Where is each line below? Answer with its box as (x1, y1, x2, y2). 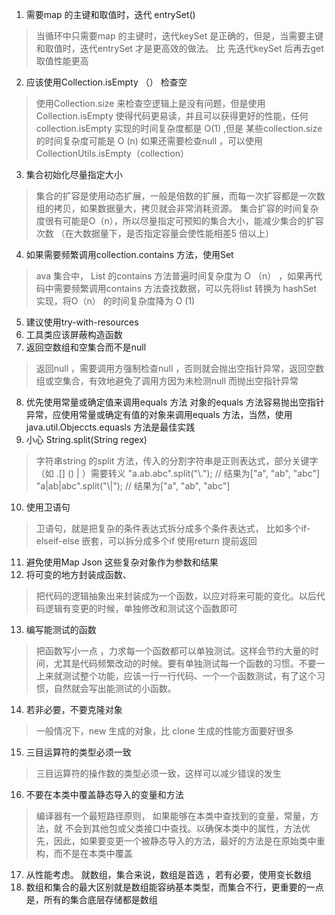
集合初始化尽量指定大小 (25, 169, 123, 180)
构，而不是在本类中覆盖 (35, 848, 133, 859)
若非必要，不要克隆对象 (25, 704, 123, 715)
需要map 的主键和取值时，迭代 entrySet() (25, 9, 196, 20)
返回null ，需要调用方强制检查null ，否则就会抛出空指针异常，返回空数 (35, 363, 325, 374)
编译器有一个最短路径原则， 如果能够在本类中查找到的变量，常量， (35, 810, 311, 822)
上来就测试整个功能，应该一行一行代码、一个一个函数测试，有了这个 (35, 670, 317, 682)
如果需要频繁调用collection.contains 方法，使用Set (25, 249, 234, 260)
